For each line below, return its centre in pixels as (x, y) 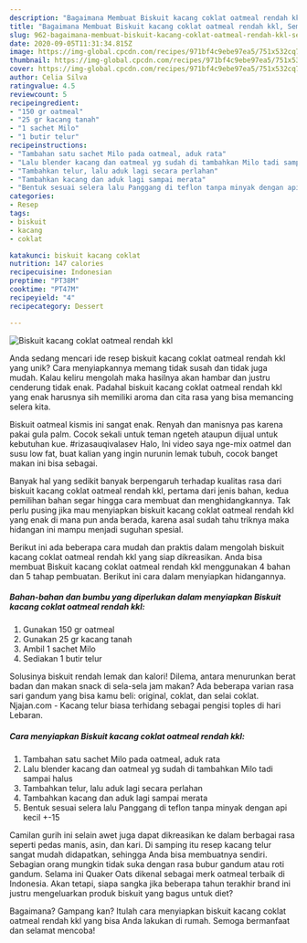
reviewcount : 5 (38, 94)
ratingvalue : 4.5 (42, 86)
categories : (32, 196)
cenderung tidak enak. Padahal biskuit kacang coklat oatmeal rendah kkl (146, 387)
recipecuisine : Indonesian (61, 272)
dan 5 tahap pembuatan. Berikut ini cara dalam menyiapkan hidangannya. (148, 576)
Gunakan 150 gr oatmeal (69, 630)
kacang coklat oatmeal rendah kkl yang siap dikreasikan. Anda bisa (136, 556)
